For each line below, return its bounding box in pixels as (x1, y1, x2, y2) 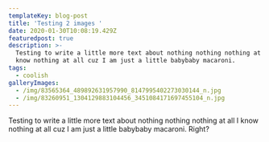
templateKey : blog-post (8, 11, 89, 20)
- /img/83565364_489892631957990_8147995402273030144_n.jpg (15, 86, 221, 95)
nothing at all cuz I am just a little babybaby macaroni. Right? (8, 124, 209, 134)
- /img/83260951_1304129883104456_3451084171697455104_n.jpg (15, 94, 226, 102)
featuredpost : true (8, 34, 74, 43)
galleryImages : (8, 79, 60, 87)
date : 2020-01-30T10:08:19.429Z (8, 26, 117, 34)
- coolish (15, 71, 48, 79)
